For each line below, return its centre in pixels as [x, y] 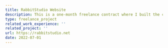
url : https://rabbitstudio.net [38, 33]
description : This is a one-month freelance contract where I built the [82, 14]
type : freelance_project [31, 19]
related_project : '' [27, 28]
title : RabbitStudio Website [35, 10]
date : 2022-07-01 [23, 38]
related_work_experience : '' [35, 24]
